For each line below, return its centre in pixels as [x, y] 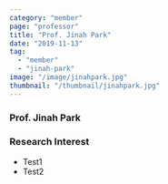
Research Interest [49, 142]
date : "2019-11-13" [46, 43]
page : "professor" [44, 26]
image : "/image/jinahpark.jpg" [69, 77]
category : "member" [46, 18]
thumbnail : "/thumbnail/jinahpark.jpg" [85, 86]
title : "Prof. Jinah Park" [60, 35]
